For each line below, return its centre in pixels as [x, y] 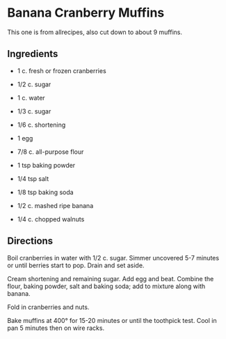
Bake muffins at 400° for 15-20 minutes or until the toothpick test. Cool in [112, 320]
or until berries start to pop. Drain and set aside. [76, 265]
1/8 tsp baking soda [46, 192]
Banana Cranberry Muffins [86, 13]
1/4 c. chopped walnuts [51, 219]
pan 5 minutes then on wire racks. [56, 328]
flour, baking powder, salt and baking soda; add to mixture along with [106, 286]
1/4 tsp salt [33, 178]
